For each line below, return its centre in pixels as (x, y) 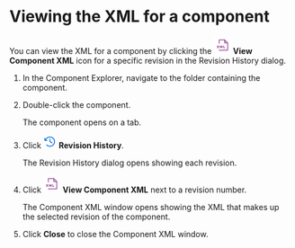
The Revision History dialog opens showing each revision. (130, 163)
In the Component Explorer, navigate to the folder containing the (141, 77)
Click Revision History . (73, 145)
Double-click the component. (76, 104)
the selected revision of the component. (96, 217)
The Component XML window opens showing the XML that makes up (151, 207)
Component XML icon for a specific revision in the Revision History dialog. (147, 60)
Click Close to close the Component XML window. (115, 234)
